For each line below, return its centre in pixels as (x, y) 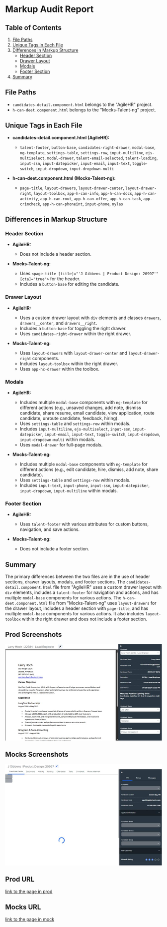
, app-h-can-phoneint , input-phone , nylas (82, 204)
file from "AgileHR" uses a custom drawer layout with (107, 587)
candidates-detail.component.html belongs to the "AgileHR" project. (82, 104)
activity (29, 199)
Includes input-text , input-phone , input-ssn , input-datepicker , (85, 485)
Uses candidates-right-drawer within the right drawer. (76, 334)
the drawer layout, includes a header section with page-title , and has (77, 608)
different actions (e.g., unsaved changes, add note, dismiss (81, 408)
